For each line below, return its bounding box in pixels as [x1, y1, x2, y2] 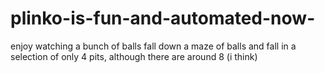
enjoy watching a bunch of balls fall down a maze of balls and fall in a [10, 40, 297, 52]
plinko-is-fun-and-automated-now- [10, 7, 316, 30]
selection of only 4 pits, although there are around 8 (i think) [10, 50, 258, 62]
